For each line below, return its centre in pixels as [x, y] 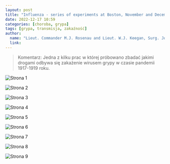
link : [16, 43]
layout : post [19, 10]
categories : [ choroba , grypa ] [37, 24]
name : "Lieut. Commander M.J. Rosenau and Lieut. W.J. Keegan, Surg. [84, 38]
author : [13, 33]
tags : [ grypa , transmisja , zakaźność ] [46, 29]
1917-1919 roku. [34, 68]
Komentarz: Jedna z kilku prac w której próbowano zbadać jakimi [86, 57]
